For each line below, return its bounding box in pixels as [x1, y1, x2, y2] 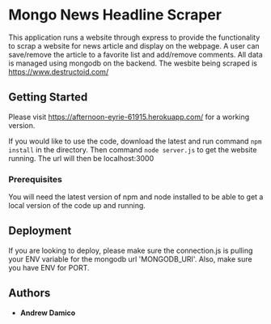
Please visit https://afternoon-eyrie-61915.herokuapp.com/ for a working [8, 112, 250, 122]
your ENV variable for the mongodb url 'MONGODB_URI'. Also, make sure [8, 254, 252, 264]
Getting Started [8, 91, 88, 104]
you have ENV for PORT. [8, 262, 91, 272]
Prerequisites [8, 173, 62, 185]
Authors [8, 286, 51, 301]
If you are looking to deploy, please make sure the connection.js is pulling [8, 245, 253, 255]
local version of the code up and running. [8, 201, 146, 211]
